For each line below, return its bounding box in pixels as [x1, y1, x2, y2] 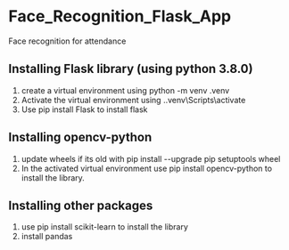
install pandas [21, 231, 73, 242]
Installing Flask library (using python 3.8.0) [8, 61, 253, 77]
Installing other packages [8, 198, 153, 213]
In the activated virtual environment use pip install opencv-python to [21, 163, 273, 173]
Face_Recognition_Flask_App [8, 6, 232, 27]
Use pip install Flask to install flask [21, 104, 148, 115]
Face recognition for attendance [8, 36, 127, 46]
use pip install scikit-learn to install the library [21, 222, 189, 232]
